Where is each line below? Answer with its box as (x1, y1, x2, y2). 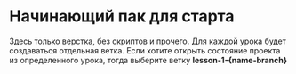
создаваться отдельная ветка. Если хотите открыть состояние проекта (9, 45, 281, 55)
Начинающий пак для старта (9, 6, 235, 27)
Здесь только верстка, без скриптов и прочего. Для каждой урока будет (9, 36, 287, 46)
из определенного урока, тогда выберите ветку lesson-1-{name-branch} (9, 54, 287, 65)
